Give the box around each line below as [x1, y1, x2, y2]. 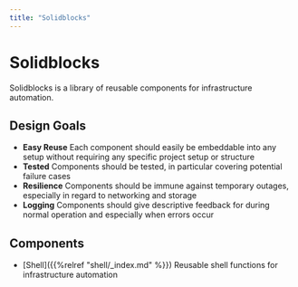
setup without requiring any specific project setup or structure [22, 151, 255, 163]
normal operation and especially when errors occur [22, 209, 215, 220]
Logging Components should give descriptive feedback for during [22, 200, 270, 211]
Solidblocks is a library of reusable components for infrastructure [9, 82, 253, 93]
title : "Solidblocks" [9, 13, 91, 23]
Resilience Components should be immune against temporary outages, [22, 180, 290, 191]
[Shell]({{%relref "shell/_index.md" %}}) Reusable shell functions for [22, 260, 278, 271]
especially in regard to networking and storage [22, 190, 197, 201]
